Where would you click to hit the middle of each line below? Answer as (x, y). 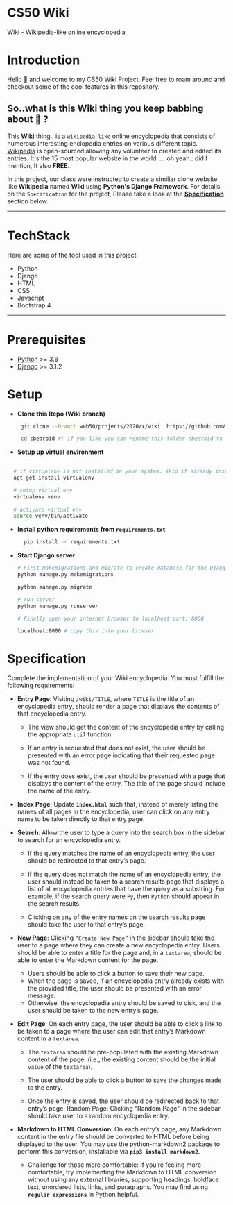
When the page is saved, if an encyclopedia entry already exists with (126, 981)
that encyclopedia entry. (52, 714)
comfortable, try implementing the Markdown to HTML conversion (122, 1172)
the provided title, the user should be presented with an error (115, 988)
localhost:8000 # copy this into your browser (86, 631)
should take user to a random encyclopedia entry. (98, 1116)
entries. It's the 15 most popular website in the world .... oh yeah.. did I (107, 158)
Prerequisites (47, 340)
